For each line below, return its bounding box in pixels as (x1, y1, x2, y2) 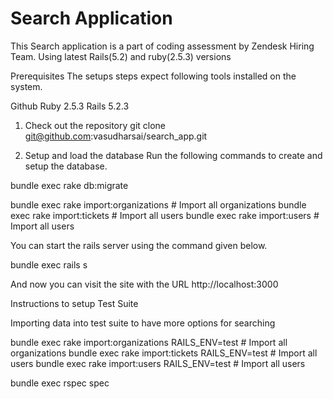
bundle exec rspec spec (10, 377, 110, 389)
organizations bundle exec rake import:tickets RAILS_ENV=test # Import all (10, 347, 318, 359)
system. (10, 80, 43, 92)
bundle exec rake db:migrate (10, 179, 129, 191)
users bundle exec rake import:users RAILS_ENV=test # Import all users (10, 357, 306, 369)
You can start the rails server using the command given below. (10, 239, 268, 251)
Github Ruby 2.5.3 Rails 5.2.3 (10, 100, 130, 112)
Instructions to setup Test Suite (10, 297, 139, 309)
